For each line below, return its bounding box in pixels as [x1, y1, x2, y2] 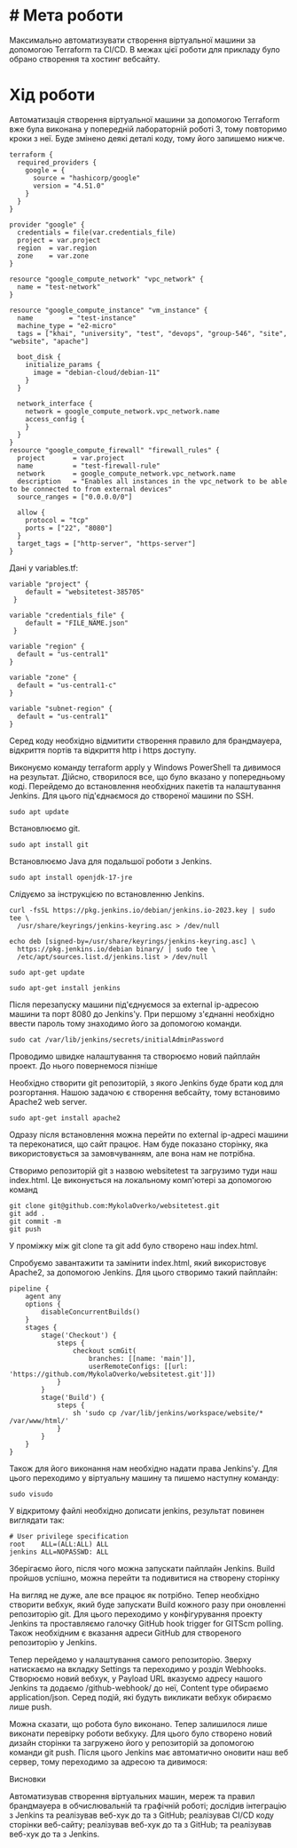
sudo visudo [9, 1490, 53, 1499]
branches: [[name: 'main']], [88, 1354, 197, 1363]
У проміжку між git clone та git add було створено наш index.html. [9, 1240, 259, 1251]
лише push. [9, 1701, 52, 1712]
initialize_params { [25, 360, 101, 369]
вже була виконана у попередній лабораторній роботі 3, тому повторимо [9, 124, 287, 134]
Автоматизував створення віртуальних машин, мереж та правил [9, 1790, 255, 1801]
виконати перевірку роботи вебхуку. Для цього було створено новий [9, 1728, 273, 1739]
